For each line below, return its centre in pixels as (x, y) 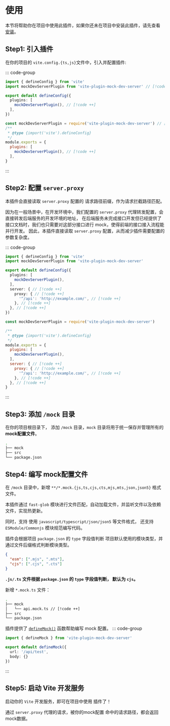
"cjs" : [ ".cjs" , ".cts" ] (36, 564)
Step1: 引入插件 (29, 49)
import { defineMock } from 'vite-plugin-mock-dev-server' (69, 638)
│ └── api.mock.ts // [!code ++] (43, 609)
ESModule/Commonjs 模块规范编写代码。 (45, 528)
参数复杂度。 (18, 237)
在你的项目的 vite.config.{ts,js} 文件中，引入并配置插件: (66, 62)
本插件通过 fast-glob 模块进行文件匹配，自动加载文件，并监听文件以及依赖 (83, 504)
